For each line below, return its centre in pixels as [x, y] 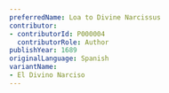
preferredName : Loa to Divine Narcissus [85, 17]
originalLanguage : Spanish [59, 58]
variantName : [33, 67]
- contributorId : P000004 [57, 34]
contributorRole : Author [63, 42]
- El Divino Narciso [48, 75]
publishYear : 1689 [43, 50]
